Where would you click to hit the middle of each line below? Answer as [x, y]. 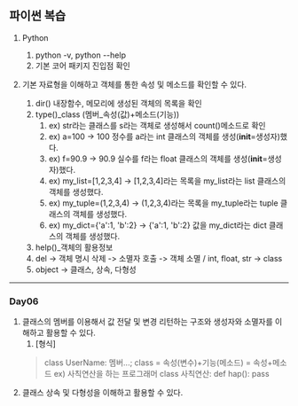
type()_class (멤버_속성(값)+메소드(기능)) [107, 114]
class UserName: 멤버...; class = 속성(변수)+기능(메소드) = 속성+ [158, 363]
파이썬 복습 [38, 16]
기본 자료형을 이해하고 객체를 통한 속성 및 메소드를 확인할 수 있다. [134, 84]
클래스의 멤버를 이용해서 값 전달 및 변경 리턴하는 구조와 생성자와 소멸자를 [147, 322]
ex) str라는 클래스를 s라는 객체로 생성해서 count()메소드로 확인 [157, 125]
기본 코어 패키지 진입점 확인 [82, 66]
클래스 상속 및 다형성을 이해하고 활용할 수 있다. [102, 393]
